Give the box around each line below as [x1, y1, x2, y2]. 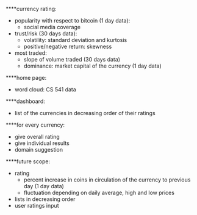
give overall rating [14, 133, 60, 140]
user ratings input [14, 202, 59, 209]
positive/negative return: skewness [23, 43, 112, 50]
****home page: [5, 74, 47, 81]
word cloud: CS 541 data [14, 86, 77, 93]
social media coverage [23, 24, 81, 30]
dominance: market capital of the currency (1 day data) [23, 62, 162, 69]
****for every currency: [5, 121, 65, 129]
